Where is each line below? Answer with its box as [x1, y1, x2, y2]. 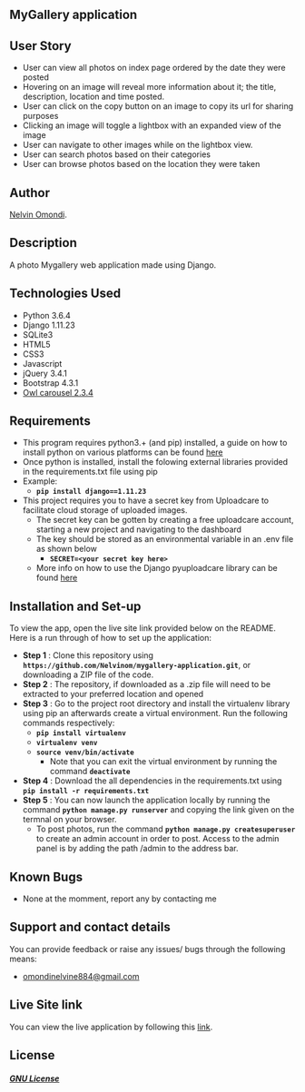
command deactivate [49, 766, 131, 777]
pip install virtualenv [35, 729, 127, 738]
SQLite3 [22, 329, 54, 339]
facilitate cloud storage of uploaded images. [22, 505, 188, 516]
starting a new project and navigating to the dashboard [35, 524, 242, 535]
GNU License [9, 1073, 60, 1084]
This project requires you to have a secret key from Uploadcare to [22, 495, 270, 507]
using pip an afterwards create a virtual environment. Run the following [22, 708, 289, 719]
